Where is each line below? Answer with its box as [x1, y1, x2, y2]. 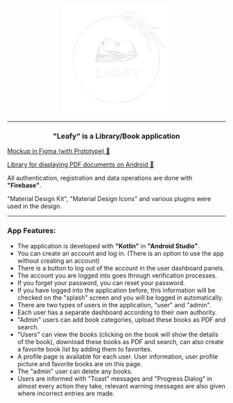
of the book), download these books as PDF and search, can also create [17, 337, 224, 345]
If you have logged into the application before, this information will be [17, 286, 216, 294]
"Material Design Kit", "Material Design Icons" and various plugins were [7, 195, 212, 203]
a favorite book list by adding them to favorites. [17, 345, 153, 353]
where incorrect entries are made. [17, 389, 115, 397]
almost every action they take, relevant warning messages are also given [17, 381, 225, 390]
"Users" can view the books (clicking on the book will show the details [17, 330, 218, 338]
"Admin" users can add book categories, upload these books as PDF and [17, 315, 226, 324]
